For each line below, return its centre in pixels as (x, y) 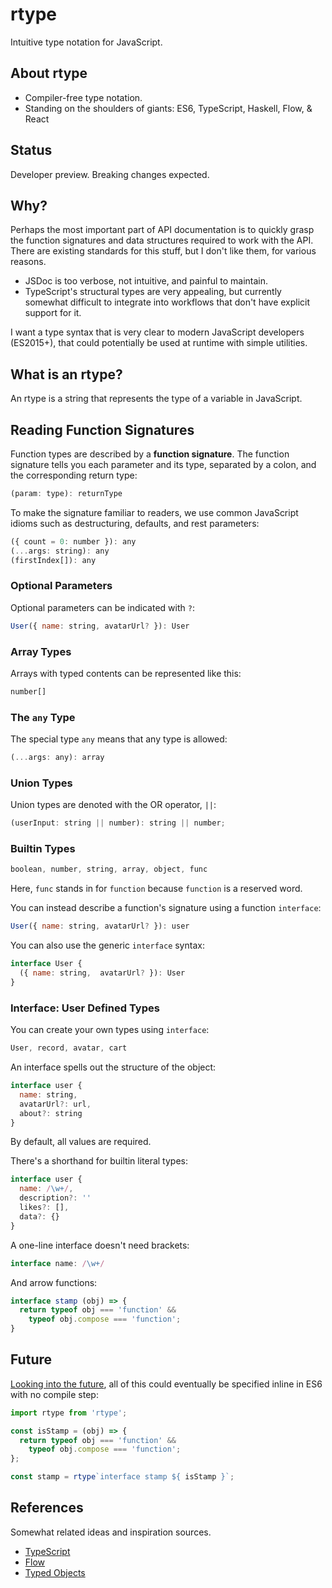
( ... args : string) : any (60, 551)
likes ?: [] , (44, 1208)
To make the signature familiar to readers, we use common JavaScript (154, 512)
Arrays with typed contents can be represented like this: (126, 673)
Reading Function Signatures (102, 429)
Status (31, 150)
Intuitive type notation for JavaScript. (86, 42)
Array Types (41, 651)
